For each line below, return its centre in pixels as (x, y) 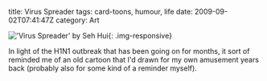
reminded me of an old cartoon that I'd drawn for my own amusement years (134, 60)
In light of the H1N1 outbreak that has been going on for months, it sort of (129, 51)
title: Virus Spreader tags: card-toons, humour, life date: (101, 12)
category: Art (78, 20)
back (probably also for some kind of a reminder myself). (103, 68)
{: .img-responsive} (140, 36)
